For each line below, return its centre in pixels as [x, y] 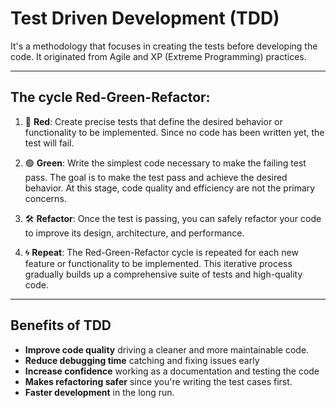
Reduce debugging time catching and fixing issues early [142, 360]
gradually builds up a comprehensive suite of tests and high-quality [163, 274]
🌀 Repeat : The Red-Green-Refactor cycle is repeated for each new [161, 252]
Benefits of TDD [61, 325]
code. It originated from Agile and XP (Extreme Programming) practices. [158, 56]
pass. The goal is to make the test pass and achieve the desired [156, 177]
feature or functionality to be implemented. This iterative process [158, 263]
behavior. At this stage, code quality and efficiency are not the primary [170, 188]
